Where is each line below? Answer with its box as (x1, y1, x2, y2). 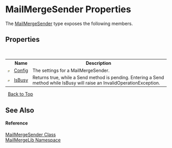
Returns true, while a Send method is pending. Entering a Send (32, 74, 164, 80)
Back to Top (7, 91, 33, 97)
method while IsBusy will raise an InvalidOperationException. (32, 80, 160, 86)
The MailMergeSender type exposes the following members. (5, 20, 133, 27)
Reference (5, 120, 28, 126)
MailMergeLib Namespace (5, 137, 61, 143)
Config (13, 67, 28, 73)
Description (85, 60, 112, 66)
